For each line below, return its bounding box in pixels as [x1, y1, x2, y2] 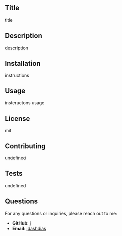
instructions [5, 72, 30, 79]
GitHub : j [12, 220, 31, 226]
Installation [5, 59, 41, 68]
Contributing [5, 142, 46, 151]
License [5, 114, 30, 123]
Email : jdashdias [12, 225, 46, 231]
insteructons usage [5, 100, 45, 106]
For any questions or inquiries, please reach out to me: [5, 210, 117, 216]
